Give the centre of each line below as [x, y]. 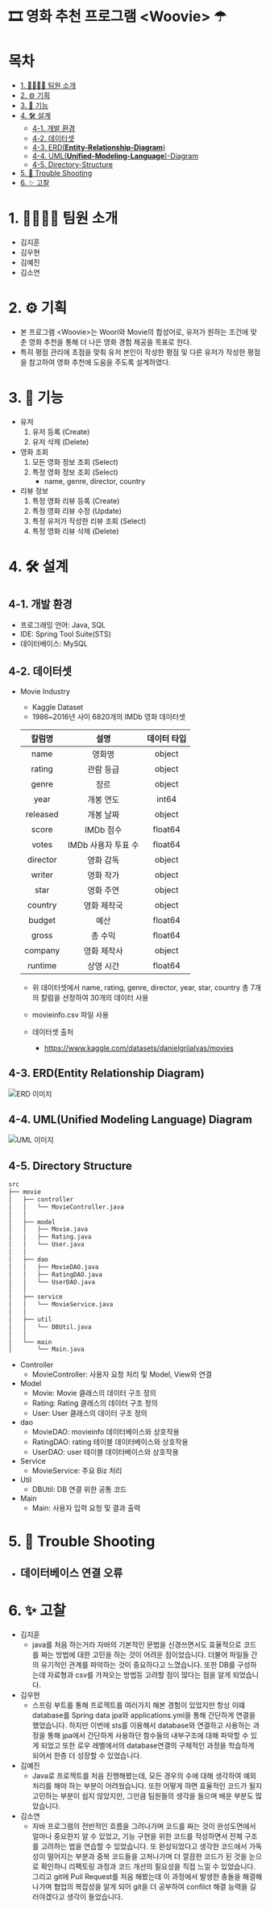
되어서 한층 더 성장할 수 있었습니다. [87, 1755]
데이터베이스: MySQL [54, 643]
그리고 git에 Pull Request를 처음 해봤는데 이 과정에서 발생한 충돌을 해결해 [147, 1876]
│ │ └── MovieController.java [66, 1207]
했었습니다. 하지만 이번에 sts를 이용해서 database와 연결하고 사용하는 [141, 1725]
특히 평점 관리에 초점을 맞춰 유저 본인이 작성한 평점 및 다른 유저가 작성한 [133, 352]
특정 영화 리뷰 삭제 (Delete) [75, 531]
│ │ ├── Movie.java [48, 1230]
